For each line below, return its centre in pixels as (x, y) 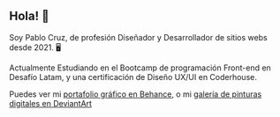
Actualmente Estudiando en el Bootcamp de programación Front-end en (140, 68)
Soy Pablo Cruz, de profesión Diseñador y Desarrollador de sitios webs (138, 37)
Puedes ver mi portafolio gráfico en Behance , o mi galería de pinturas (136, 94)
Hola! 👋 (30, 16)
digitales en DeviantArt (51, 103)
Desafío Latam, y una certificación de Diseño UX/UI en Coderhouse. (133, 77)
